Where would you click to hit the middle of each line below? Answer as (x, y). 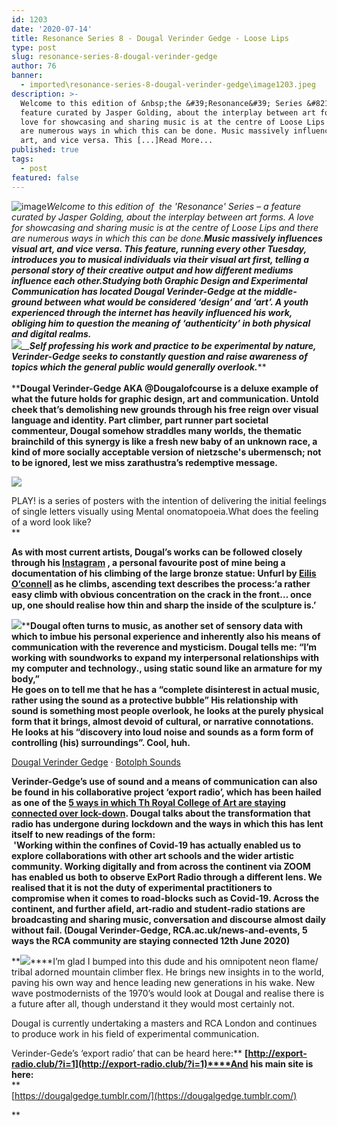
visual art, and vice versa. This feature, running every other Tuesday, (159, 248)
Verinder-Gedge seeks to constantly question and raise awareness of (159, 356)
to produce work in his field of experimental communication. (135, 1033)
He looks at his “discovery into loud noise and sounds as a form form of (162, 732)
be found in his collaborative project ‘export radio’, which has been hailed (166, 792)
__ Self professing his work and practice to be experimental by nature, (169, 345)
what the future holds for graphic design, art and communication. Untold (165, 398)
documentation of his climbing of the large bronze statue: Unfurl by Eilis (164, 573)
